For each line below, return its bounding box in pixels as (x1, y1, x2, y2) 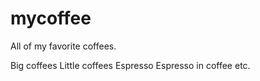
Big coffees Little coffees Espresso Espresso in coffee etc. (10, 59, 251, 71)
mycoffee (10, 7, 92, 30)
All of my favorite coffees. (10, 40, 117, 52)
